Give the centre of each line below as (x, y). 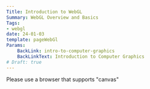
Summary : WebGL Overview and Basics (52, 17)
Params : (16, 46)
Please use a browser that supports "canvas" (63, 79)
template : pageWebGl (32, 40)
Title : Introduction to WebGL (44, 12)
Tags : (13, 23)
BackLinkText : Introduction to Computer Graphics (81, 57)
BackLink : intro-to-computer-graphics (66, 51)
